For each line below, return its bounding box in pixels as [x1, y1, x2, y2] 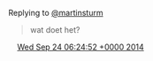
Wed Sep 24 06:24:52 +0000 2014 [16, 42, 145, 52]
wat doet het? [29, 25, 80, 34]
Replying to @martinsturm [8, 8, 103, 18]
